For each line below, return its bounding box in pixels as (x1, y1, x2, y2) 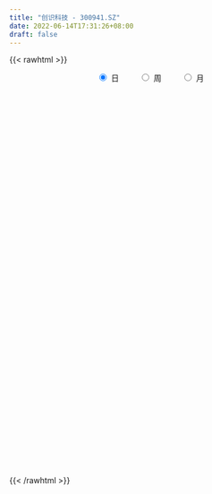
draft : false (9, 30, 58, 39)
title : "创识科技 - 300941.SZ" (9, 13, 121, 22)
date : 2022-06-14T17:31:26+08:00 (9, 22, 134, 30)
